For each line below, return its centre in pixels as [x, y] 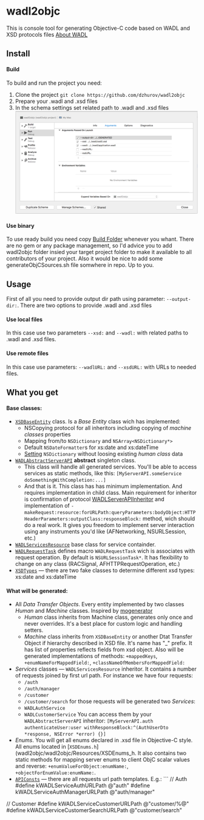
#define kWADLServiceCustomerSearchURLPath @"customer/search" [94, 810]
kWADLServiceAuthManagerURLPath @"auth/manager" [85, 792]
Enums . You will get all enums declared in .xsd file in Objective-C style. [104, 740]
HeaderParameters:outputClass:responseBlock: [83, 519]
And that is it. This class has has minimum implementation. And [103, 486]
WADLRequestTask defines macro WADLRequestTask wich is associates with [105, 551]
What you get [32, 392]
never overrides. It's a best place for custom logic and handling [103, 624]
